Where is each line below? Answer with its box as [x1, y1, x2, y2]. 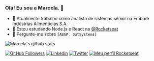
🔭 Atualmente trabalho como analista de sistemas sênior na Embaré [12, 16, 149, 22]
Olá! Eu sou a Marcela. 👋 [5, 4, 64, 11]
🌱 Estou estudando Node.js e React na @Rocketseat [12, 26, 118, 32]
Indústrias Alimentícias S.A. [12, 21, 68, 27]
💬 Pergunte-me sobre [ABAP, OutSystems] [12, 31, 97, 37]
